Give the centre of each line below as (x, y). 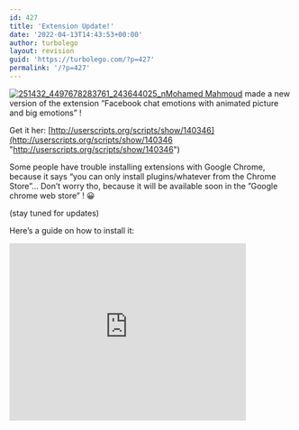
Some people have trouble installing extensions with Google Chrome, (137, 167)
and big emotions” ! (46, 113)
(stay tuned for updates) (54, 213)
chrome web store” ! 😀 (52, 196)
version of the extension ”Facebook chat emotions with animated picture (144, 103)
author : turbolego (44, 43)
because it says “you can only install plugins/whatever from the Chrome (143, 176)
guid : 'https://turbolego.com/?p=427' (82, 59)
